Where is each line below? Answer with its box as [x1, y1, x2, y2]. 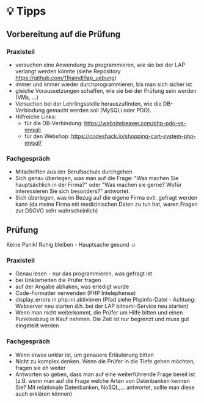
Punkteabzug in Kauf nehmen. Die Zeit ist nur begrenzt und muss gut [15, 316, 189, 323]
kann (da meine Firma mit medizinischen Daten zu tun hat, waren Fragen [15, 200, 199, 208]
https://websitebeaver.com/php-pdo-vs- [84, 119, 186, 126]
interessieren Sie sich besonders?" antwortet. [15, 187, 130, 195]
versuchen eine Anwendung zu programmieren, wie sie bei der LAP [15, 61, 185, 68]
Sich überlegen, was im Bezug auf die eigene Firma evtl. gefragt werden [15, 194, 197, 201]
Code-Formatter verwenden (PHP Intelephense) [15, 289, 136, 297]
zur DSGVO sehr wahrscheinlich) [15, 207, 98, 214]
